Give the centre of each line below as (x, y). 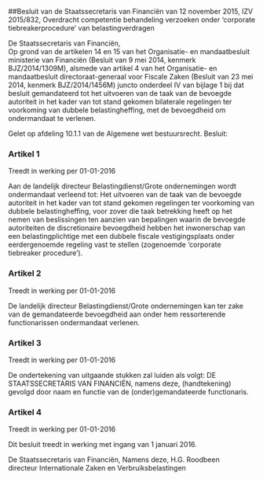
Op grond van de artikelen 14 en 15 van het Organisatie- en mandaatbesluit (129, 51)
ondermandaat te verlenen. (52, 118)
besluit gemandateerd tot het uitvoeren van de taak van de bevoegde (120, 93)
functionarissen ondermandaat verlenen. (74, 322)
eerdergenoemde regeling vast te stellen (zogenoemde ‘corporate (115, 245)
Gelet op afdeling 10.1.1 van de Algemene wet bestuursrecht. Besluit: (118, 134)
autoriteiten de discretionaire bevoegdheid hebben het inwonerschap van (127, 228)
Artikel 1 (24, 154)
